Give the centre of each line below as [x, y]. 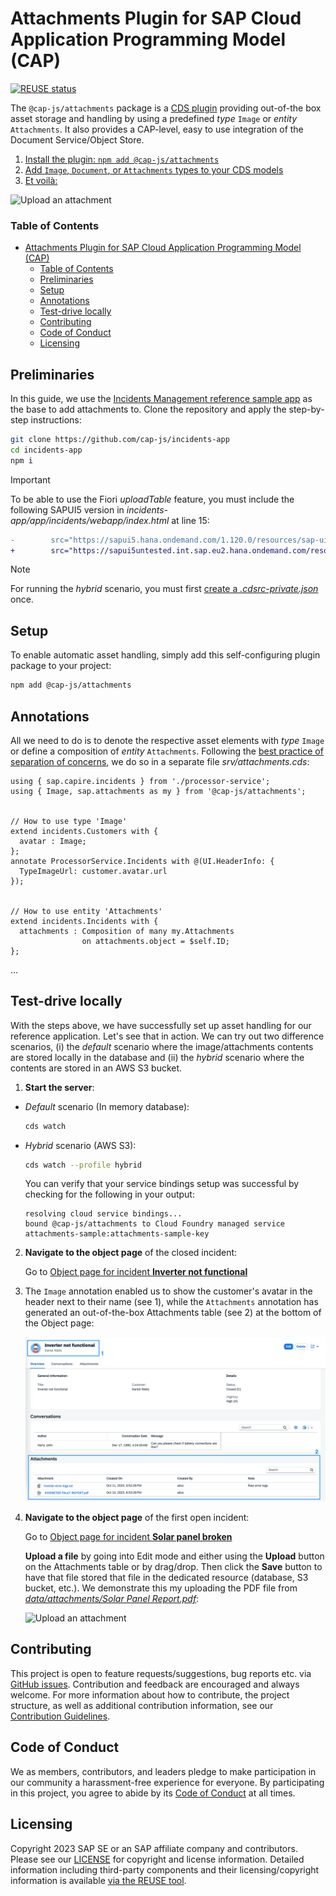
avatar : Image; [53, 841]
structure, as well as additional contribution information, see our [142, 1705]
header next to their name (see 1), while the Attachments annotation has [171, 1302]
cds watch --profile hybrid [83, 1165]
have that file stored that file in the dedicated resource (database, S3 [166, 1578]
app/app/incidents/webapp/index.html [90, 520]
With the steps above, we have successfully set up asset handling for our [161, 1025]
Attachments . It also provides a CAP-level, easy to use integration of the [157, 129]
